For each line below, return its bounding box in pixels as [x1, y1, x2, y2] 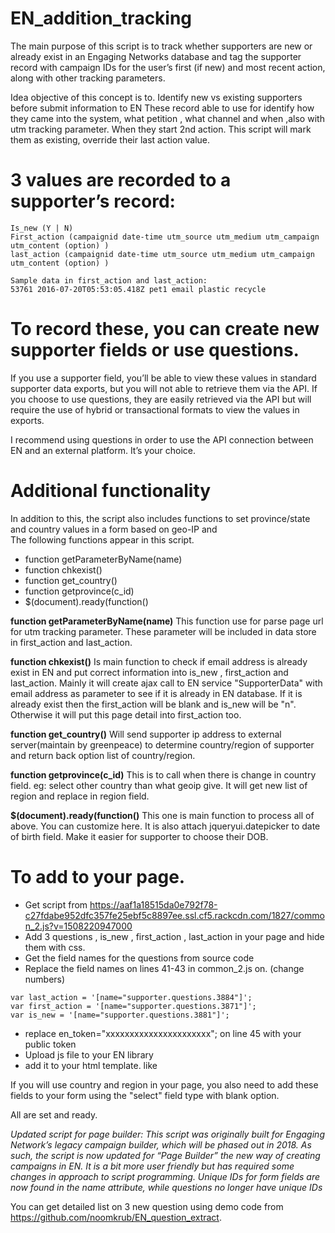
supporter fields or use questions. [10, 339, 300, 362]
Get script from [24, 898, 88, 911]
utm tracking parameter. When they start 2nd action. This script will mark [10, 123, 312, 135]
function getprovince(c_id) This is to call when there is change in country [10, 768, 317, 781]
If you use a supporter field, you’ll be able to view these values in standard [10, 372, 317, 384]
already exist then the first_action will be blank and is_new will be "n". [10, 698, 297, 710]
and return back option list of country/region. [10, 749, 196, 761]
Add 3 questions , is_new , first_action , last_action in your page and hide [24, 930, 325, 942]
